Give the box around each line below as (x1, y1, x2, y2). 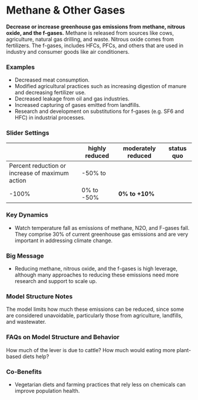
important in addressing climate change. (14, 237, 113, 244)
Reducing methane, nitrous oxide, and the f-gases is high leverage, (14, 265, 178, 272)
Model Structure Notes (6, 292, 73, 301)
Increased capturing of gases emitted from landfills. (14, 102, 141, 109)
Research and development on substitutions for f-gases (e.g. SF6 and (14, 108, 184, 115)
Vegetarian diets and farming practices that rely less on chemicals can (14, 381, 186, 388)
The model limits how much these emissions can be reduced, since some (6, 305, 184, 313)
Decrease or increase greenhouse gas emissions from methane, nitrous (6, 23, 186, 30)
